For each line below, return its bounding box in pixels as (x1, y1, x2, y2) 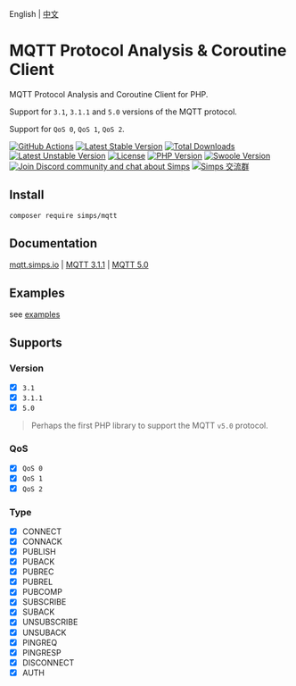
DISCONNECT (21, 657, 75, 668)
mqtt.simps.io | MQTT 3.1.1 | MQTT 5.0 (9, 259, 149, 271)
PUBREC (21, 566, 54, 577)
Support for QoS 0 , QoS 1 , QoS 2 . (9, 123, 125, 134)
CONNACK (21, 536, 62, 547)
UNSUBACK (21, 627, 67, 638)
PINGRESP (21, 647, 62, 657)
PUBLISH (21, 547, 56, 557)
